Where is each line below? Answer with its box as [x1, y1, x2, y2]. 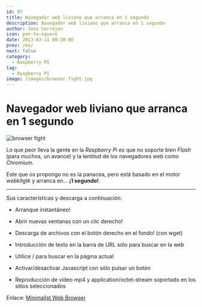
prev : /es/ [6, 43, 34, 49]
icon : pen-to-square [6, 31, 58, 37]
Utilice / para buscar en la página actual [14, 253, 114, 260]
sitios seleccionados [14, 282, 66, 290]
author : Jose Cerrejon [6, 25, 63, 32]
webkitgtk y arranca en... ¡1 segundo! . [6, 177, 100, 184]
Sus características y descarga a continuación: [6, 194, 123, 202]
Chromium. [6, 159, 34, 166]
